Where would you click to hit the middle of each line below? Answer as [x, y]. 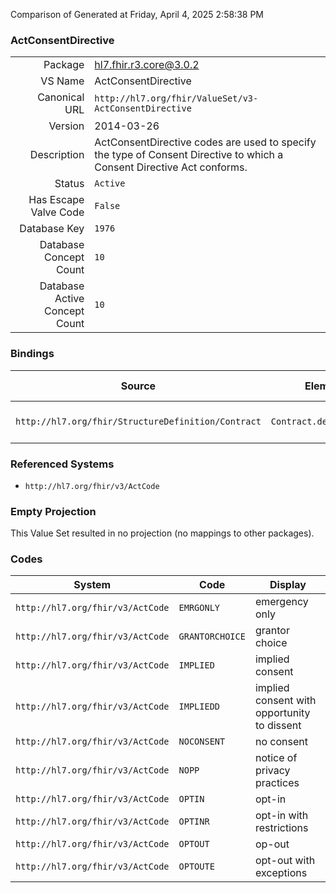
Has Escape [56, 200]
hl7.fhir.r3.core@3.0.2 [147, 65]
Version [66, 126]
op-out [272, 844]
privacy [272, 771]
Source [138, 386]
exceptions [281, 873]
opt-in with [281, 816]
